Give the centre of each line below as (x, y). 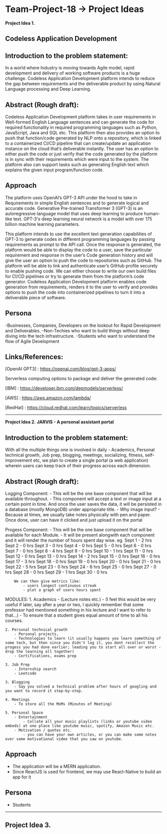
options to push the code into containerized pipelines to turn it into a (75, 292)
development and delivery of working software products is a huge (73, 73)
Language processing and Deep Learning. (48, 89)
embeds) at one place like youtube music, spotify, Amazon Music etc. (80, 726)
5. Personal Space (24, 713)
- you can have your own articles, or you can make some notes (90, 735)
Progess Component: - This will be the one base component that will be (79, 530)
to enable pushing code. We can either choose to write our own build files (81, 271)
